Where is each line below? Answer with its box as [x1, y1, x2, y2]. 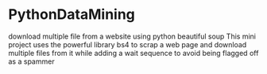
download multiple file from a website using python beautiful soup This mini [8, 31, 257, 41]
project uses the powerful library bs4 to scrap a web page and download [8, 39, 247, 49]
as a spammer [8, 57, 55, 66]
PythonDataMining [8, 6, 135, 24]
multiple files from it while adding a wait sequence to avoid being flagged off [8, 48, 259, 57]
